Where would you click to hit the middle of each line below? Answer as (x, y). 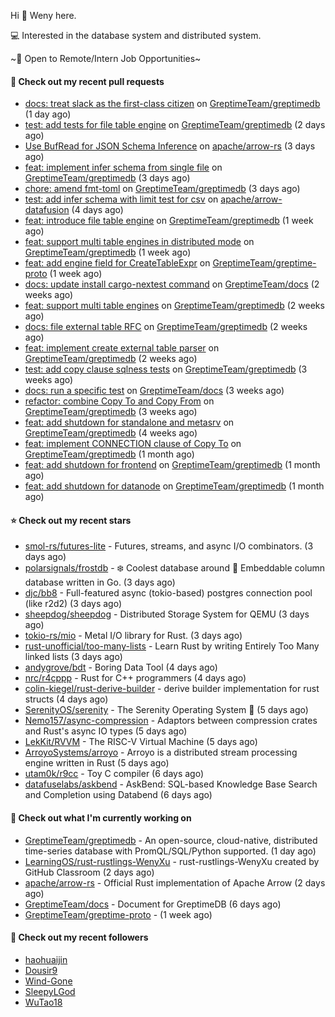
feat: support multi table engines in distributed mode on (139, 242)
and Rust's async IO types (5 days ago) (106, 731)
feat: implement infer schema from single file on (123, 167)
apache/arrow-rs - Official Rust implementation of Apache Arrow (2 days (175, 882)
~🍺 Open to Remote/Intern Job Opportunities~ (106, 58)
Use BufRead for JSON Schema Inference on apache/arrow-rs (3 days (170, 146)
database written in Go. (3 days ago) (100, 582)
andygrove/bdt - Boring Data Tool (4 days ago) (121, 667)
